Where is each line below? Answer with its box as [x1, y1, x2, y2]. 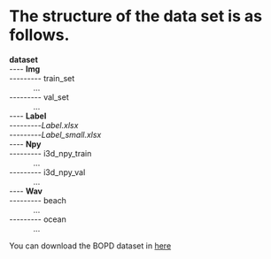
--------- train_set [9, 72, 75, 83]
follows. [9, 25, 70, 45]
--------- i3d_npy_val [9, 166, 86, 178]
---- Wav [9, 186, 43, 196]
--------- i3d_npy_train [9, 148, 92, 158]
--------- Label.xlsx [9, 119, 79, 130]
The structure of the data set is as [9, 6, 263, 27]
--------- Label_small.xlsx [9, 129, 102, 140]
